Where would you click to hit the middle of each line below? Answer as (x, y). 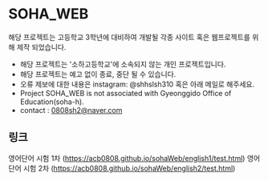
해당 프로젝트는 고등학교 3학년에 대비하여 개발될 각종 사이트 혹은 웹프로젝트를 (130, 37)
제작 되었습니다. (41, 47)
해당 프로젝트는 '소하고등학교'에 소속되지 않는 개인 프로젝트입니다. (123, 64)
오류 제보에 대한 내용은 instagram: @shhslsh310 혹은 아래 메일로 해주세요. (137, 84)
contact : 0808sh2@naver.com (71, 110)
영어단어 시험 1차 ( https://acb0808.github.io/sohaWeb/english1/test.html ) (127, 158)
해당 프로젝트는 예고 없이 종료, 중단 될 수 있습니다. (98, 74)
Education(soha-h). (52, 102)
